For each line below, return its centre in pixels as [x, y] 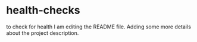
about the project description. [43, 33]
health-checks [43, 10]
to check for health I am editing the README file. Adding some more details [99, 27]
